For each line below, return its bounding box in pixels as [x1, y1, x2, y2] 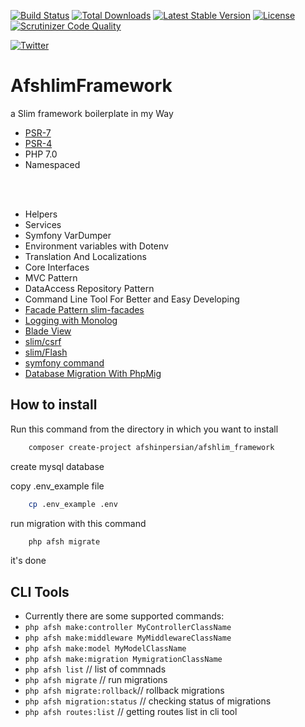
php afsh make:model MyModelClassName [24, 644, 187, 654]
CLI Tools [10, 583, 70, 600]
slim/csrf [24, 335, 62, 347]
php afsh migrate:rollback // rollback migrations [24, 685, 225, 697]
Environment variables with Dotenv [24, 240, 169, 252]
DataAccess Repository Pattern [24, 282, 155, 294]
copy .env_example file [10, 480, 105, 492]
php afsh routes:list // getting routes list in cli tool [24, 706, 238, 718]
